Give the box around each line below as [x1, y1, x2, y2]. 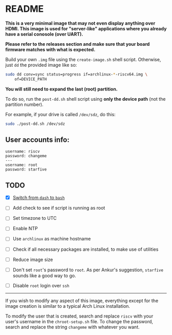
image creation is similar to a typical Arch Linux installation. [5, 303, 131, 309]
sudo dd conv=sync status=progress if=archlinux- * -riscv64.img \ [5, 71, 147, 77]
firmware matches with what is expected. [5, 46, 96, 52]
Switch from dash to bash [12, 195, 65, 201]
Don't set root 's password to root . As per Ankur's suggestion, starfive [12, 267, 164, 273]
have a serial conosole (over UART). [5, 31, 83, 37]
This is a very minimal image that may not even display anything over [5, 20, 156, 26]
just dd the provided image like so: [5, 62, 77, 68]
